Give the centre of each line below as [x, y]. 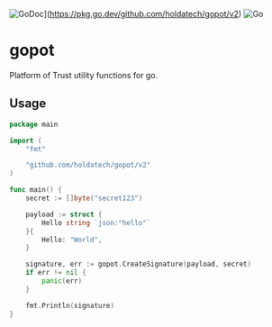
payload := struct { [64, 214]
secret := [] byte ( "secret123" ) [84, 198]
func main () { [36, 190]
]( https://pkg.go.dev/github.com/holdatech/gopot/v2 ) [143, 14]
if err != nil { [56, 273]
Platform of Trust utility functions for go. [84, 75]
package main [34, 124]
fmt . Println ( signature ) [70, 305]
